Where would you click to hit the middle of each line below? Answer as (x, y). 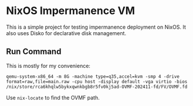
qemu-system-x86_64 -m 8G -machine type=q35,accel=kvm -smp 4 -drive (93, 76)
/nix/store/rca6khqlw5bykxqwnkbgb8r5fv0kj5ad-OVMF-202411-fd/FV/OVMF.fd (97, 87)
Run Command (34, 52)
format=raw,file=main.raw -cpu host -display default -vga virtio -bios (97, 81)
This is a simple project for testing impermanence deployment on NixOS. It (96, 27)
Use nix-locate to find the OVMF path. (53, 97)
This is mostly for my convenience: (48, 66)
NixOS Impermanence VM (71, 11)
